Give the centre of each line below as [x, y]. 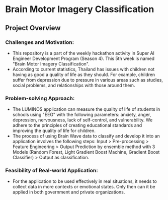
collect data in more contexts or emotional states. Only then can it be [84, 187]
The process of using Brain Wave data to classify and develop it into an [86, 136]
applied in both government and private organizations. [69, 192]
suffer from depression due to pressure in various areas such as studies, [88, 80]
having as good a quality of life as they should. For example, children [84, 75]
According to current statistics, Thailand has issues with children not [83, 69]
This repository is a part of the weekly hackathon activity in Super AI [83, 53]
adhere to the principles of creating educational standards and [77, 125]
